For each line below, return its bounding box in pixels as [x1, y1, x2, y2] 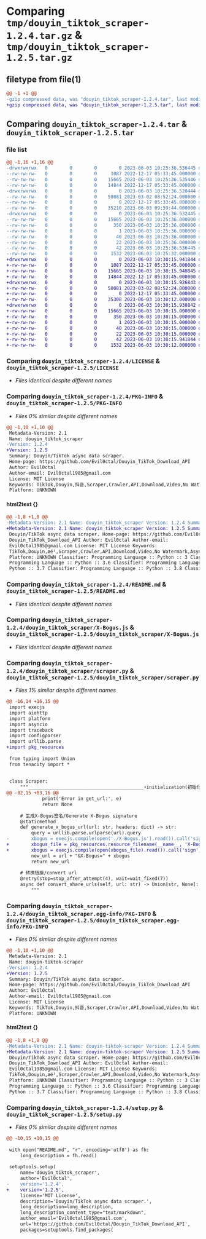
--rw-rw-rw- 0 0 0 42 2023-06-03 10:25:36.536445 [6, 245, 196, 251]
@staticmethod [20, 818, 56, 825]
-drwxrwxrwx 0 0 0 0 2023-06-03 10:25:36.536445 [6, 165, 196, 172]
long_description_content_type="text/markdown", [20, 1209, 147, 1216]
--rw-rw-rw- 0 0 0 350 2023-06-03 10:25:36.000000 [6, 222, 196, 228]
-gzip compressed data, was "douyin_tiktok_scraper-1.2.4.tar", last [6, 96, 188, 102]
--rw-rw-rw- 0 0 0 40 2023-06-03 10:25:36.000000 [6, 234, 196, 240]
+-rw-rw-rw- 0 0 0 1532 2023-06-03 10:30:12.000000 [6, 342, 196, 349]
